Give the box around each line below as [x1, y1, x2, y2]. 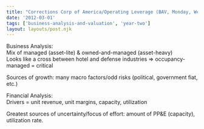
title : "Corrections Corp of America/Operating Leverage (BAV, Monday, [6, 9, 191, 15]
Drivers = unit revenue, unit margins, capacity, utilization [6, 99, 148, 106]
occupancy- [154, 55, 185, 63]
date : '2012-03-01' [6, 15, 56, 21]
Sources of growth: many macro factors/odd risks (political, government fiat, [6, 74, 198, 81]
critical [36, 62, 53, 69]
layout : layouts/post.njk [6, 26, 72, 32]
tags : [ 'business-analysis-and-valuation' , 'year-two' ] [6, 20, 151, 26]
